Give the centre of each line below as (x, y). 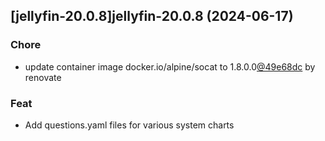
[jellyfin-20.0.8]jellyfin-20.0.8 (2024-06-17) (152, 16)
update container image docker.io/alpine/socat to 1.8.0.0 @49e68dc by (170, 66)
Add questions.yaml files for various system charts (129, 125)
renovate (43, 77)
